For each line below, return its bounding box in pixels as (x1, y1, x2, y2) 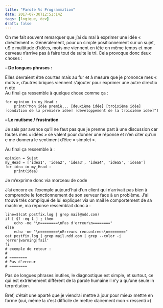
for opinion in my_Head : (5, 99, 58, 105)
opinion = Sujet (5, 156, 38, 161)
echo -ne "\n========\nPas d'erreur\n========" (14, 221, 113, 226)
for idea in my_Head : (5, 164, 51, 170)
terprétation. (5, 283, 30, 289)
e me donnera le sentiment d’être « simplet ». (5, 137, 96, 143)
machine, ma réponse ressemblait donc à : (5, 203, 91, 209)
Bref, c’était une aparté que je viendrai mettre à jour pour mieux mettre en (5, 292, 153, 298)
